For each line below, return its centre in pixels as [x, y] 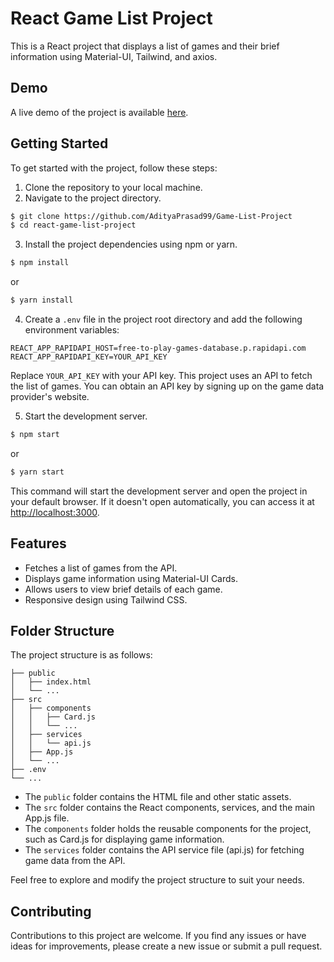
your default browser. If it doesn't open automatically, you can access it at [162, 501]
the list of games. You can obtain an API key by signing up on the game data [167, 386]
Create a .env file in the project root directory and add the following [163, 319]
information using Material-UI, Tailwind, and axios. [114, 56]
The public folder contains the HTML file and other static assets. [158, 797]
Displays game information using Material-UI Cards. [131, 578]
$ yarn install [42, 300]
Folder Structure [62, 631]
